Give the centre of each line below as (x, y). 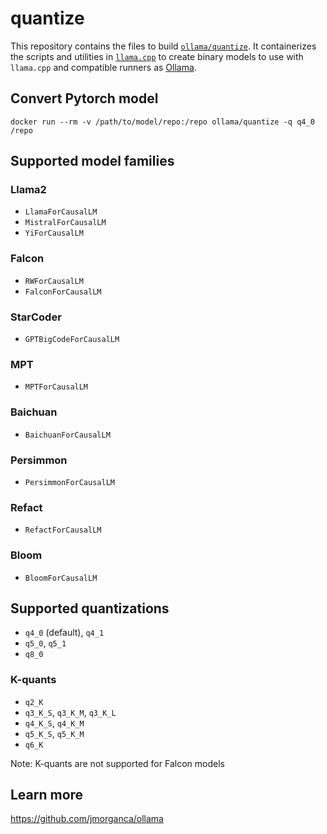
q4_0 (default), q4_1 (64, 633)
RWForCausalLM (54, 281)
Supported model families (92, 161)
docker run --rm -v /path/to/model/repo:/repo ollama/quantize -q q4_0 (162, 122)
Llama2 (28, 190)
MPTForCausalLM (56, 387)
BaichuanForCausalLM (67, 435)
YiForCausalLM (54, 233)
